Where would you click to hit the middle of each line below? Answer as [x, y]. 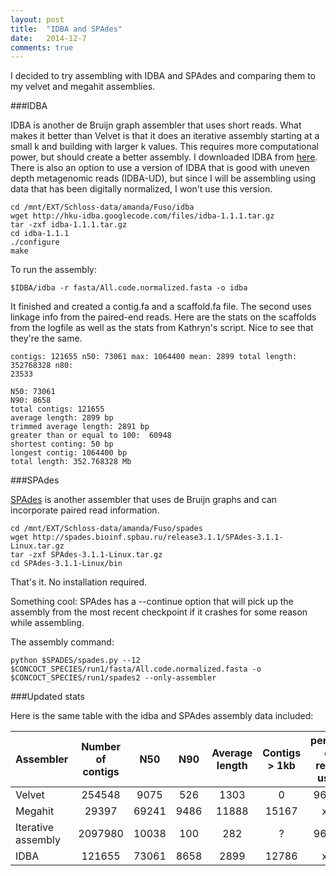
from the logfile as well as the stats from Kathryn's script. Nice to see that [162, 328]
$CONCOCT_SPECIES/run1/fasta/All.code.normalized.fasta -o [136, 669]
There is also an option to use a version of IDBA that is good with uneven [160, 168]
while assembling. [47, 623]
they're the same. [46, 338]
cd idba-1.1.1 [40, 234]
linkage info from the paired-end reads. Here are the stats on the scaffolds [163, 317]
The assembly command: [62, 642]
